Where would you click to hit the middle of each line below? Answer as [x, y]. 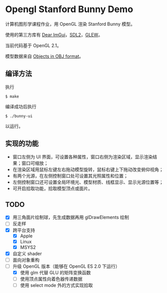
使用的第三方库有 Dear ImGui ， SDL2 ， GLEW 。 [54, 34]
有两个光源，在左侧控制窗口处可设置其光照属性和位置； [70, 176]
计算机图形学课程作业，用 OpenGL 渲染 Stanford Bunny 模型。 [70, 24]
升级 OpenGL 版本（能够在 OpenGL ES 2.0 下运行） [66, 266]
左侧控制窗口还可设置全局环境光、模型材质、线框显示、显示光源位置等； [88, 182]
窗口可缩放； [35, 163]
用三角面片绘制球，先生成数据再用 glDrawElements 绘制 [71, 217]
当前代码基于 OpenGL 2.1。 [33, 45]
